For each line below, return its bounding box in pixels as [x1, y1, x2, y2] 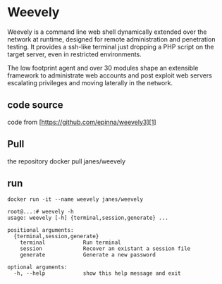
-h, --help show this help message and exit [13, 270, 181, 277]
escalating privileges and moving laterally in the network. [7, 78, 173, 87]
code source [7, 99, 63, 111]
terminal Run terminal [20, 239, 121, 247]
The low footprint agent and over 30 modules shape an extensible [7, 63, 199, 72]
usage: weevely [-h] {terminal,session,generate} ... [7, 214, 169, 222]
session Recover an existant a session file [20, 245, 191, 252]
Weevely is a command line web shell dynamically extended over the [7, 27, 207, 36]
